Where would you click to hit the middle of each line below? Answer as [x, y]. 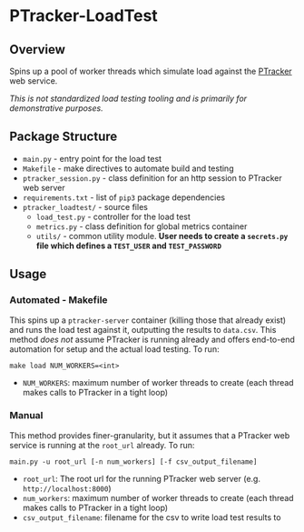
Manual [26, 416]
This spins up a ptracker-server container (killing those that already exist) [148, 320]
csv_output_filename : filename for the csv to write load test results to [152, 517]
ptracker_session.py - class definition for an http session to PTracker [152, 177]
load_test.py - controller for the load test [113, 216]
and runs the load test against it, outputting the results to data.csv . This [143, 329]
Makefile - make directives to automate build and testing [128, 168]
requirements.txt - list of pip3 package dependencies [123, 197]
